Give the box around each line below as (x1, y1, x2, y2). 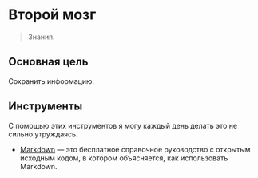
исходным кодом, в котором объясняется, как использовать (19, 153, 228, 163)
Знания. (27, 32, 55, 42)
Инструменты (8, 100, 83, 113)
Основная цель (8, 55, 89, 69)
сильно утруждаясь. (8, 129, 78, 139)
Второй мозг (8, 6, 97, 24)
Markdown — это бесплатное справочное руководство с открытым (19, 144, 251, 154)
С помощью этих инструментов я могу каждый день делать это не (8, 121, 238, 130)
